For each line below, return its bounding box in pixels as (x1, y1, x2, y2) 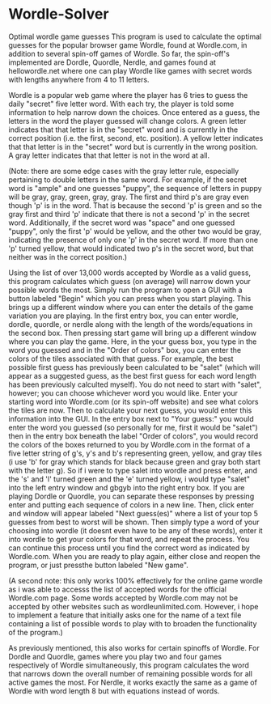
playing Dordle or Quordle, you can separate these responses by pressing (8, 491, 255, 501)
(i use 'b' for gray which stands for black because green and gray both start (8, 456, 261, 466)
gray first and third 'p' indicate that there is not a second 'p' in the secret (8, 209, 250, 218)
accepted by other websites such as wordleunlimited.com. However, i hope (8, 601, 259, 611)
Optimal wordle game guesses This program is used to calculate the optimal (8, 32, 262, 41)
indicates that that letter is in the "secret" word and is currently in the (8, 125, 239, 134)
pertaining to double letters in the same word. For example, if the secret (8, 175, 248, 184)
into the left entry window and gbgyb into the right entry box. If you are (8, 482, 245, 492)
